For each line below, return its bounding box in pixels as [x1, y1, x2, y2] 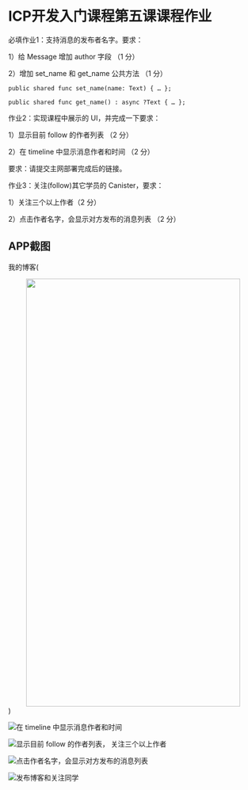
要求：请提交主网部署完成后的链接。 [8, 163, 127, 173]
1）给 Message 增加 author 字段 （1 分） [8, 52, 139, 61]
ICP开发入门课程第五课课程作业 [8, 7, 212, 25]
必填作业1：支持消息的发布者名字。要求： [8, 35, 143, 44]
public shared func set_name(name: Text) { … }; [8, 84, 172, 92]
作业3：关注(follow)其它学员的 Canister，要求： [8, 180, 164, 190]
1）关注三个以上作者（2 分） [8, 197, 101, 207]
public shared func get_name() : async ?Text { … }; [8, 98, 186, 106]
